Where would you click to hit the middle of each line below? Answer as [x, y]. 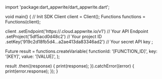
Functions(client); [23, 22]
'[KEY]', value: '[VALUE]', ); [33, 56]
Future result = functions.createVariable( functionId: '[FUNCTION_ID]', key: [81, 51]
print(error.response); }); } [32, 71]
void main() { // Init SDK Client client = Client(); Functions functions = [75, 16]
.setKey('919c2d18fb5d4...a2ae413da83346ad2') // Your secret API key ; [79, 42]
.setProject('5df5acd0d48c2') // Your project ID [54, 37]
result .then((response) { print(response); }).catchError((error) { [70, 66]
